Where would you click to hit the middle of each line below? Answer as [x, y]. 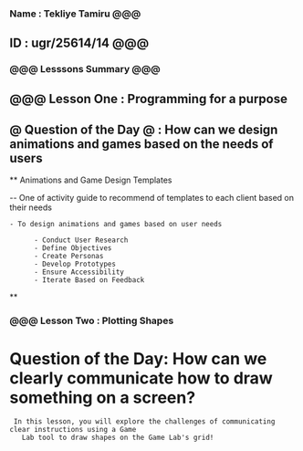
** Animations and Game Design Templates [91, 180]
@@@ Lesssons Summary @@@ [85, 69]
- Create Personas [68, 257]
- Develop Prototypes [75, 264]
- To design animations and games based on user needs [116, 225]
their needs [31, 207]
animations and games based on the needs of [141, 144]
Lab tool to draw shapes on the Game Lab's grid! [118, 438]
